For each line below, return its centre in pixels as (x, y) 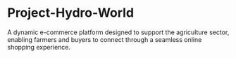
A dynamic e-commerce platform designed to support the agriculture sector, (118, 32)
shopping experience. (39, 47)
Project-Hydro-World (71, 13)
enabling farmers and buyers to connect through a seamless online (105, 39)
